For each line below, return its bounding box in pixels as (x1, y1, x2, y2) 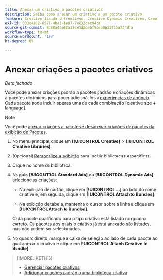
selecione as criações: (12, 177, 57, 183)
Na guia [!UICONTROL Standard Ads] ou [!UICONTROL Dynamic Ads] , (12, 172, 155, 177)
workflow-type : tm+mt (5, 30, 49, 35)
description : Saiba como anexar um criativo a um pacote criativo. (5, 12, 145, 17)
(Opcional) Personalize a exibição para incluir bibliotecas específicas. (12, 153, 151, 158)
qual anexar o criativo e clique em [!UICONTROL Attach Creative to (12, 240, 148, 246)
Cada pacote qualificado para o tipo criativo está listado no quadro (12, 215, 146, 221)
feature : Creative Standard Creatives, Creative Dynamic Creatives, (5, 16, 147, 21)
